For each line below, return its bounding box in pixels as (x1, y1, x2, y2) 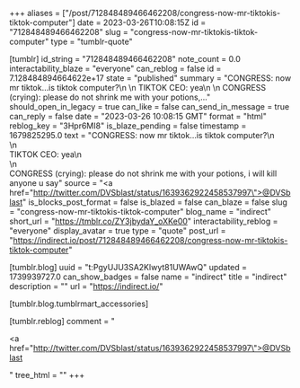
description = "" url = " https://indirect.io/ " (9, 281, 163, 291)
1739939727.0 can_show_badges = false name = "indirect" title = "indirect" (9, 271, 287, 282)
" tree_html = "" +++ (9, 370, 85, 380)
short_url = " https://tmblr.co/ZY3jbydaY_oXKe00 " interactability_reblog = (9, 216, 278, 226)
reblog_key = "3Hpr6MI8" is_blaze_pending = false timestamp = (9, 120, 247, 131)
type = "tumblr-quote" (50, 36, 133, 47)
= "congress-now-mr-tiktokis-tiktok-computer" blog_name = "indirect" (9, 207, 272, 216)
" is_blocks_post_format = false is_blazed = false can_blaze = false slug (22, 197, 287, 207)
